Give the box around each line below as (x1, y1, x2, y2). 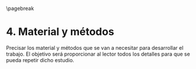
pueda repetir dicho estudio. (6, 56, 74, 63)
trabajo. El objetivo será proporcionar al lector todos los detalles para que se (6, 50, 190, 57)
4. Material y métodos (6, 26, 115, 38)
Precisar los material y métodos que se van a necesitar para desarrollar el (6, 44, 184, 51)
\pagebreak (6, 5, 34, 12)
